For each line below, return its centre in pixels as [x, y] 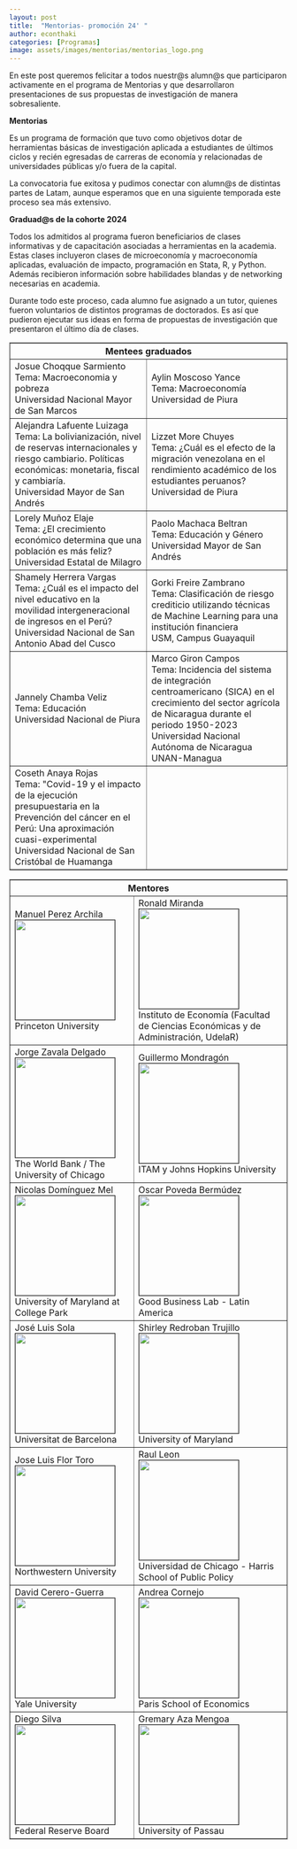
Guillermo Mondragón [184, 1057]
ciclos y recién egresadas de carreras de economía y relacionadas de [136, 157]
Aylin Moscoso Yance [196, 377]
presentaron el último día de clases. [74, 329]
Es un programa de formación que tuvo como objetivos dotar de [126, 138]
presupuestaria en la [57, 807]
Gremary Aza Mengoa [184, 1719]
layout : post [33, 17]
